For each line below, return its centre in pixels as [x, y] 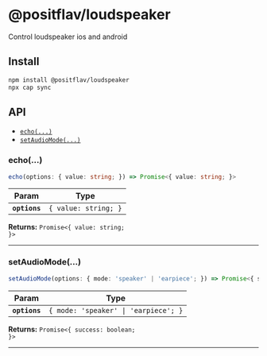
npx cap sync [30, 87]
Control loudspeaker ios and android [68, 37]
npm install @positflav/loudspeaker [69, 80]
